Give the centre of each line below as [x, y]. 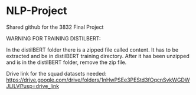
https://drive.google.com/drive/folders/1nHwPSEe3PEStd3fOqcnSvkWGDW [98, 80]
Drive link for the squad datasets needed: [56, 73]
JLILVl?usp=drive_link [33, 86]
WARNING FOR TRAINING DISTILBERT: [54, 38]
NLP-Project [37, 11]
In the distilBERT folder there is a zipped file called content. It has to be [92, 50]
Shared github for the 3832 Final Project [55, 27]
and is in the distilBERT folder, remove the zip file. [66, 62]
